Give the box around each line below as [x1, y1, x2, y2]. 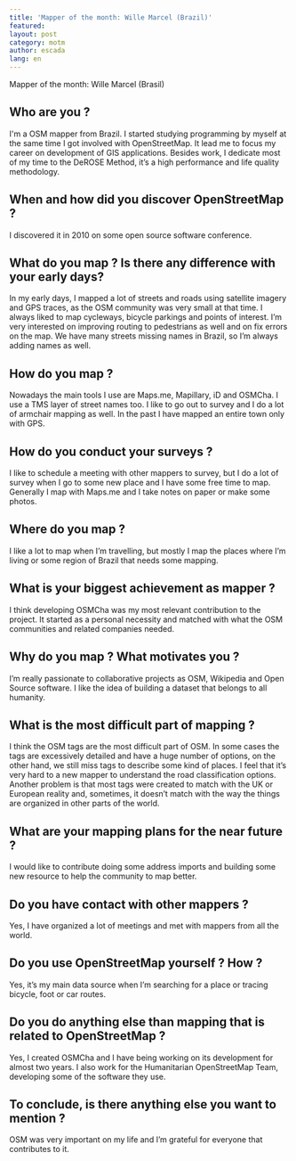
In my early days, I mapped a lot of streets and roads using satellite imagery [9, 293, 287, 304]
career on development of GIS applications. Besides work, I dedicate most [9, 147, 281, 158]
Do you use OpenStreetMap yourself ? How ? [9, 955, 263, 971]
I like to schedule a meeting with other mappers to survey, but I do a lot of [9, 468, 279, 478]
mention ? [9, 1110, 66, 1125]
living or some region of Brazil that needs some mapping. [9, 554, 220, 566]
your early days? [9, 269, 105, 285]
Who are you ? [9, 104, 91, 120]
